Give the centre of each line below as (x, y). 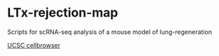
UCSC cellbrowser (34, 45)
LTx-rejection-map (63, 13)
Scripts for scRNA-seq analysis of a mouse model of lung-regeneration (109, 32)
